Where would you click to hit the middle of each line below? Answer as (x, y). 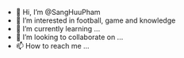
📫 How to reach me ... (52, 46)
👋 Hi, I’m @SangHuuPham (58, 12)
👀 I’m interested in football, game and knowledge (96, 20)
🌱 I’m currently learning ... (58, 29)
